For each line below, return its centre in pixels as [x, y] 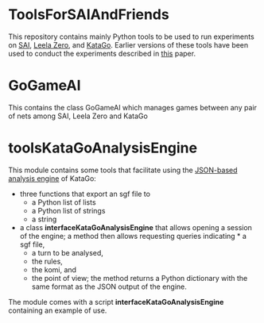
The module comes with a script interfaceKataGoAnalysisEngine [116, 302]
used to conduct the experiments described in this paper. [102, 53]
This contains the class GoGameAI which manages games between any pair [132, 107]
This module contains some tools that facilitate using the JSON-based [123, 170]
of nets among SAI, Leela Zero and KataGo [78, 116]
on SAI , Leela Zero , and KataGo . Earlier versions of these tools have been [128, 44]
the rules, [47, 261]
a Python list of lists [64, 202]
